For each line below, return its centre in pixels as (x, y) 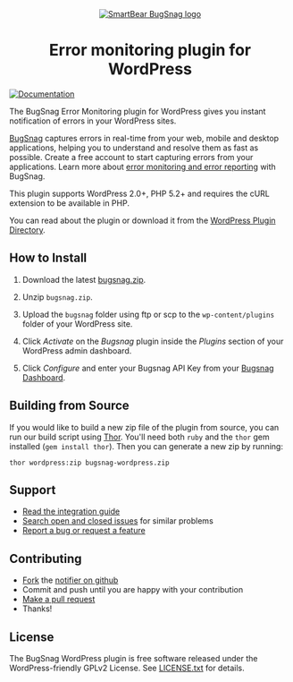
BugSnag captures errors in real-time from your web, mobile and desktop (144, 138)
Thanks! (37, 609)
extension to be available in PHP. (69, 203)
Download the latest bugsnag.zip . (84, 279)
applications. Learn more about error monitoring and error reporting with (143, 166)
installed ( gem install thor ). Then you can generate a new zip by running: (146, 446)
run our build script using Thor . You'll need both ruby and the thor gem (139, 437)
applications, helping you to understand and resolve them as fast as (134, 148)
